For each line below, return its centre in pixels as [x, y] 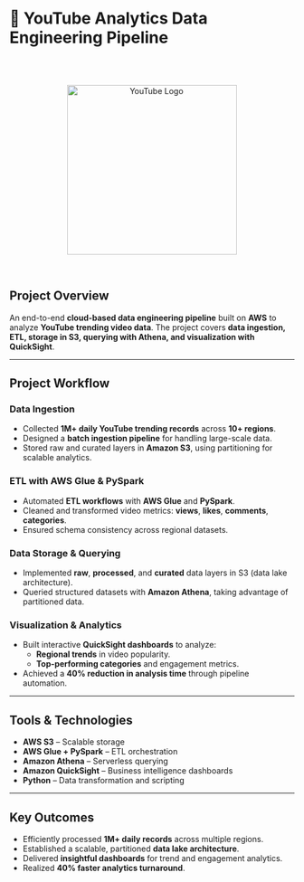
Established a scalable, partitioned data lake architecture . [131, 849]
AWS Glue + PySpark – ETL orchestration [100, 752]
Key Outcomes [52, 817]
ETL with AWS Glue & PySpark [77, 481]
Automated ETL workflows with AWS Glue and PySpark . [128, 500]
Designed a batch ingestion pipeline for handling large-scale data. [147, 439]
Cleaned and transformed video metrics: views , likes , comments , [145, 510]
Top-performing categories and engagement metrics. [138, 664]
